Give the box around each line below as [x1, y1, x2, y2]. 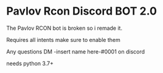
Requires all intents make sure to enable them [6, 36, 120, 43]
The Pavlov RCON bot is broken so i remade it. [6, 24, 123, 32]
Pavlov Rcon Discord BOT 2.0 [6, 4, 157, 18]
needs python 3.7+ [6, 60, 54, 67]
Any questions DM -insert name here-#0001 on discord [6, 47, 145, 55]
